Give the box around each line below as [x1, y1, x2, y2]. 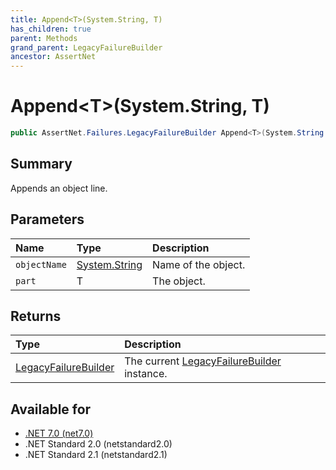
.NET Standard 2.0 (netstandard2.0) [24, 438, 173, 450]
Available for [10, 401, 92, 418]
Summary [10, 156, 73, 173]
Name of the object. [152, 257, 246, 271]
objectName [15, 259, 67, 270]
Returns [10, 307, 62, 325]
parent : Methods [10, 33, 78, 43]
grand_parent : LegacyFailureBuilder [10, 42, 163, 53]
